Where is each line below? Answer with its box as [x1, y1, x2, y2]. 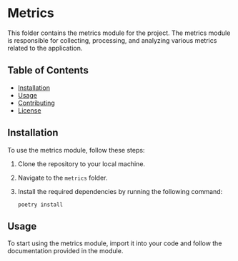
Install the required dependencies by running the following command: [17, 187, 223, 195]
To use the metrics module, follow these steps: [7, 145, 145, 154]
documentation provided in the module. [7, 247, 124, 255]
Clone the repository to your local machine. [17, 159, 145, 168]
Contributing [17, 98, 55, 107]
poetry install [17, 201, 64, 208]
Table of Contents [7, 64, 89, 76]
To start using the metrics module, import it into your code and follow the [7, 239, 222, 247]
